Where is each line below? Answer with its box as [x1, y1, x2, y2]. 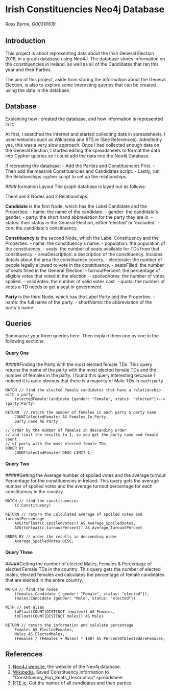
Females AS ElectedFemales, [14, 627, 74, 632]
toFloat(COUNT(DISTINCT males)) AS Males [14, 614, 104, 619]
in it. [5, 121, 14, 127]
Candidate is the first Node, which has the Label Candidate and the [5, 203, 147, 209]
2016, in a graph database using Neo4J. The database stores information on [5, 55, 165, 62]
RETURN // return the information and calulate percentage [5, 623, 134, 628]
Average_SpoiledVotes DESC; [14, 538, 74, 544]
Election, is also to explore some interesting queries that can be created [5, 82, 156, 88]
